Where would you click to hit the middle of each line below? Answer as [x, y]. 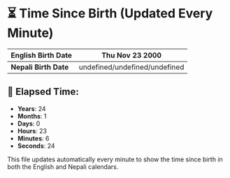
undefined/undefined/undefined [131, 67]
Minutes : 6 [33, 138]
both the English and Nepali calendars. [63, 166]
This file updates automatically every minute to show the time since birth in [115, 159]
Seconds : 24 [36, 146]
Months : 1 [32, 116]
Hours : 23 [32, 131]
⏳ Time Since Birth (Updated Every [110, 14]
